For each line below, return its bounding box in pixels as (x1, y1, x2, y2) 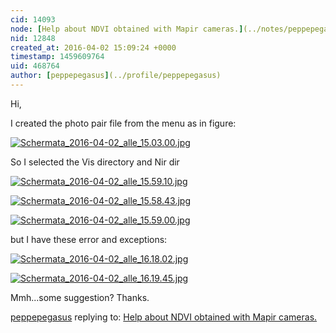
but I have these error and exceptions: (10, 233, 168, 245)
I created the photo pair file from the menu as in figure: (10, 117, 237, 129)
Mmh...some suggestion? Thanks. (10, 291, 150, 303)
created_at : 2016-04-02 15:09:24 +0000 (10, 42, 177, 53)
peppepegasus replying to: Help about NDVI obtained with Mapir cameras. (10, 311, 318, 323)
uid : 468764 (10, 61, 60, 71)
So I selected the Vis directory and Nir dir (10, 156, 180, 168)
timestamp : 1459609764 (10, 52, 105, 62)
